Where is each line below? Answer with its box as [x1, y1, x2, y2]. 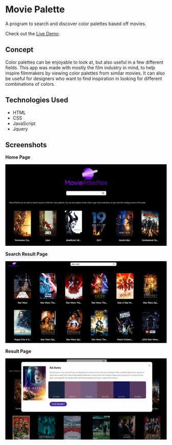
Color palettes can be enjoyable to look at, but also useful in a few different [5, 59, 164, 65]
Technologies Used [5, 96, 68, 105]
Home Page [5, 154, 31, 160]
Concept [5, 45, 34, 54]
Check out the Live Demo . [5, 30, 60, 36]
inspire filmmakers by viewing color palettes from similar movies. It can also [5, 70, 165, 76]
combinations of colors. [5, 81, 55, 87]
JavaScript [12, 120, 36, 126]
